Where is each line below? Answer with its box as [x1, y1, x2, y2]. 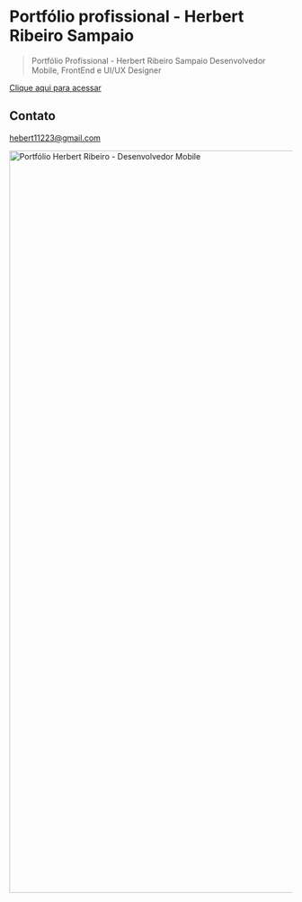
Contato [9, 108, 56, 123]
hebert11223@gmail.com [9, 132, 102, 143]
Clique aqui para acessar [9, 82, 102, 93]
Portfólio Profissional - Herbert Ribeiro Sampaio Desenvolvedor [31, 55, 266, 66]
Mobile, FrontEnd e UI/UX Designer [31, 65, 162, 76]
